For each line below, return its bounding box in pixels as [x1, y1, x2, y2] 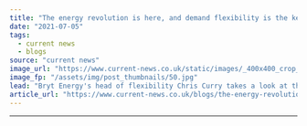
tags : [9, 30, 30, 39]
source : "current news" [9, 56, 101, 65]
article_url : [9, 89, 59, 99]
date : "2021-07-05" [9, 22, 84, 31]
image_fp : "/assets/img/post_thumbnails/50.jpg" [9, 73, 198, 82]
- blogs [17, 47, 48, 57]
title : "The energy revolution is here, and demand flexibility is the [9, 13, 288, 23]
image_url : [9, 65, 51, 74]
